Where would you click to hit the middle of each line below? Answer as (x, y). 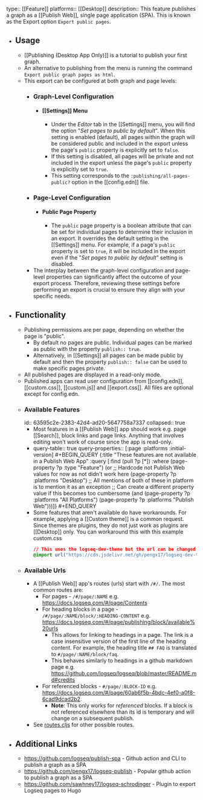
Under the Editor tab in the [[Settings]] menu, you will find (123, 124)
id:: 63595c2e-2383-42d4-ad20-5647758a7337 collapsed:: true (105, 423)
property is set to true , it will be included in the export (118, 251)
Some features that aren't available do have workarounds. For (110, 512)
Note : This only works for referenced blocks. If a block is (122, 706)
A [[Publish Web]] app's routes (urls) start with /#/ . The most (109, 584)
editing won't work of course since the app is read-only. (103, 442)
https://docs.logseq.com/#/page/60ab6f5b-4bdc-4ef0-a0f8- (118, 693)
